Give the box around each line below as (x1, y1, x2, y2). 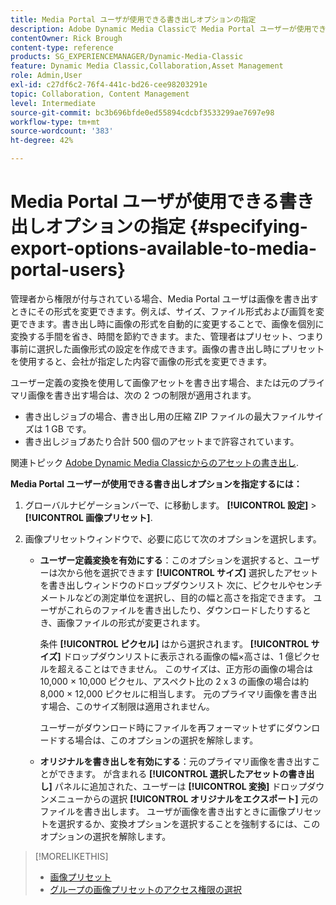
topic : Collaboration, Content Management (10, 89, 190, 99)
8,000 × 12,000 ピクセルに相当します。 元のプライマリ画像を (39, 687, 292, 700)
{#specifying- (189, 216, 308, 238)
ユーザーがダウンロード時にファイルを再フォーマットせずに (39, 721, 286, 733)
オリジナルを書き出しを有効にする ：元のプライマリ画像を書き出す (39, 755, 312, 767)
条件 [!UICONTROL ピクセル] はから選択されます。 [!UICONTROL (39, 637, 310, 650)
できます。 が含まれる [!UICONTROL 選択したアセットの (57, 767, 289, 780)
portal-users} (10, 259, 127, 281)
